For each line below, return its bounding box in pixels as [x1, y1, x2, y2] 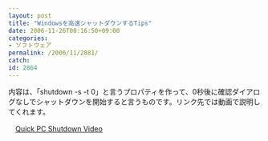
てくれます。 [8, 107, 51, 116]
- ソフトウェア [8, 42, 52, 50]
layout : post [8, 11, 52, 20]
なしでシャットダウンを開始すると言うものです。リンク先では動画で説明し [14, 97, 261, 107]
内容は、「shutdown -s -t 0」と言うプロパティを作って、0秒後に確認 [8, 87, 233, 96]
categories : [8, 34, 48, 42]
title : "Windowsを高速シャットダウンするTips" [8, 19, 152, 27]
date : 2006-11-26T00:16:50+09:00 [8, 26, 120, 34]
